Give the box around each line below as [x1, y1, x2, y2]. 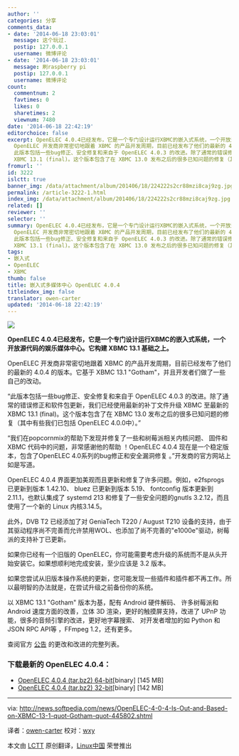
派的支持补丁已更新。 [7, 535, 70, 544]
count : [7, 83, 27, 90]
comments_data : [7, 23, 53, 31]
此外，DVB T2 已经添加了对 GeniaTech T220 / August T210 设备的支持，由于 [7, 517, 232, 526]
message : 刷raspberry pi [14, 63, 87, 70]
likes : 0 [14, 103, 40, 110]
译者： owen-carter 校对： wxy [7, 726, 95, 735]
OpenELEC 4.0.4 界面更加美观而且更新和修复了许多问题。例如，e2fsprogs [7, 476, 225, 484]
